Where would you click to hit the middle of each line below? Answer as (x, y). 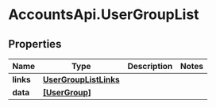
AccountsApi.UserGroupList (104, 15)
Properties (35, 44)
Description (150, 66)
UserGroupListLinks (81, 79)
